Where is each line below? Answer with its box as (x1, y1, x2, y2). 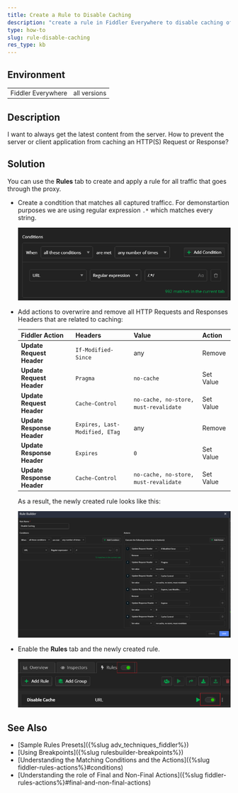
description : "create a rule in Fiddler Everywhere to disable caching (7, 18, 223, 26)
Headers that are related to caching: (17, 315, 123, 324)
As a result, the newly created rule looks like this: (17, 497, 161, 505)
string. (17, 213, 37, 222)
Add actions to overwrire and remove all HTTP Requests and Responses (17, 307, 228, 316)
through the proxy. (7, 185, 62, 193)
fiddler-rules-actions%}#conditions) (17, 763, 124, 772)
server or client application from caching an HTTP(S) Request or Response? (7, 138, 229, 146)
